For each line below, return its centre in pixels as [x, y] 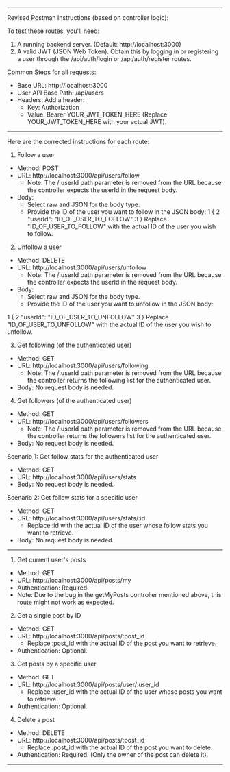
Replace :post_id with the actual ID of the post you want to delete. [120, 747]
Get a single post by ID [49, 615]
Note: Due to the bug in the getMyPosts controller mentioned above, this [119, 595]
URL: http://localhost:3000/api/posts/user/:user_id [88, 684]
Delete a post [36, 720]
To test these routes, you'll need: [53, 31]
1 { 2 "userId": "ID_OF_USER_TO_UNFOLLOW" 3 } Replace [88, 317]
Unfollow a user [39, 247]
